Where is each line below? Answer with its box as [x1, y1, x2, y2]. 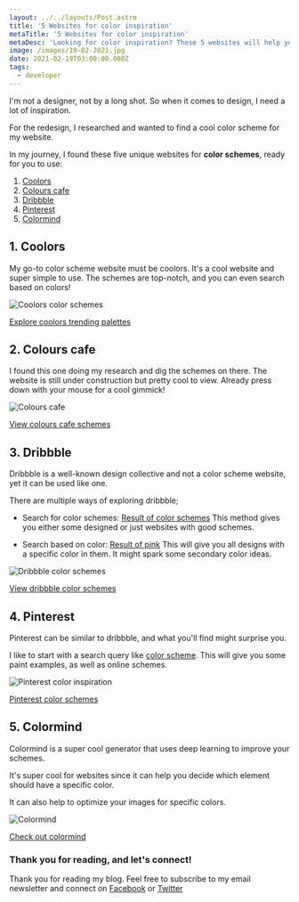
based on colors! [9, 281, 71, 292]
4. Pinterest [9, 609, 76, 624]
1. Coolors [9, 240, 66, 255]
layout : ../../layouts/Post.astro [9, 12, 138, 22]
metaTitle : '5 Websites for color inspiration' [9, 29, 190, 38]
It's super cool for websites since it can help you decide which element [9, 769, 270, 780]
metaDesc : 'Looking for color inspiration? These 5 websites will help [9, 37, 280, 47]
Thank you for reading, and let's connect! [9, 853, 192, 865]
